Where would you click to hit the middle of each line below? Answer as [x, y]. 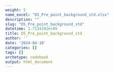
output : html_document [29, 62]
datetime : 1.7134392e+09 [31, 29]
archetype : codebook [27, 57]
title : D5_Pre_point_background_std [44, 33]
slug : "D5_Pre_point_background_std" [45, 24]
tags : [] [14, 52]
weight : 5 [16, 10]
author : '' [17, 39]
